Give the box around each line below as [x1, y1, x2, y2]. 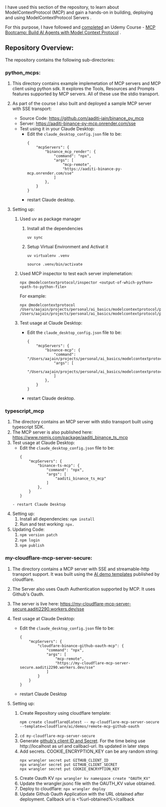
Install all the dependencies [27, 226, 83, 232]
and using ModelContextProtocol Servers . [5, 15, 92, 20]
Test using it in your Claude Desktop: [19, 126, 95, 132]
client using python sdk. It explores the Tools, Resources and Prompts [12, 86, 155, 92]
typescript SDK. [12, 424, 45, 430]
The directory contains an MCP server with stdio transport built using [12, 419, 153, 425]
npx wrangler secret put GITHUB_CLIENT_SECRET [19, 762, 118, 767]
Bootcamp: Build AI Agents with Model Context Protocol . [5, 30, 122, 35]
